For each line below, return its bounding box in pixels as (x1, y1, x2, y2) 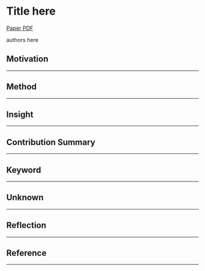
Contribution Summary (6, 137, 96, 147)
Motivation (6, 54, 49, 65)
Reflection (6, 220, 47, 231)
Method (6, 82, 37, 92)
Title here (6, 4, 56, 18)
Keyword (6, 164, 41, 175)
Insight (6, 109, 34, 119)
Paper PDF (6, 24, 34, 32)
